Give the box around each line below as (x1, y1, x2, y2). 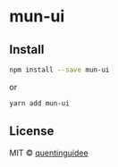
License (9, 123, 55, 139)
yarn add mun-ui (9, 98, 70, 108)
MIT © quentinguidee (9, 147, 88, 158)
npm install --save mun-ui (9, 65, 110, 74)
